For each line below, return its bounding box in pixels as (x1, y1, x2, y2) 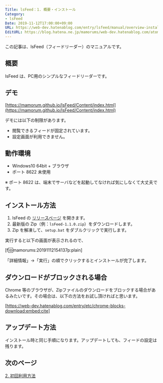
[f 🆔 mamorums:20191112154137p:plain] (5, 247, 82, 253)
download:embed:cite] (5, 308, 50, 314)
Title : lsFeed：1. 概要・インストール (5, 7, 76, 12)
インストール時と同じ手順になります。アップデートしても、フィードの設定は (5, 337, 157, 343)
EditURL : (5, 30, 23, 35)
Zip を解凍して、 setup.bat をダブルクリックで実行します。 (12, 227, 130, 233)
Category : (5, 12, 25, 17)
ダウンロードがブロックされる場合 (5, 273, 107, 281)
